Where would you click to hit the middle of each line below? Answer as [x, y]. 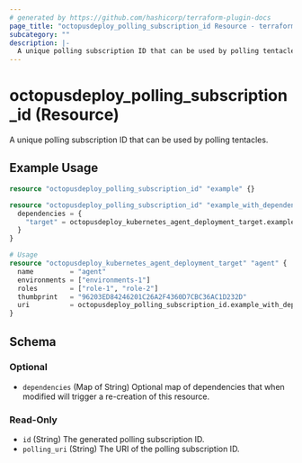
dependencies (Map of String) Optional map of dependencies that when [153, 386]
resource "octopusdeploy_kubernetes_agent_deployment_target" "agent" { [148, 263]
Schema [33, 342]
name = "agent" [62, 271]
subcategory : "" [40, 34]
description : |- [40, 43]
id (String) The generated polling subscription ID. [113, 440]
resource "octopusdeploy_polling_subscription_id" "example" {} [132, 189]
